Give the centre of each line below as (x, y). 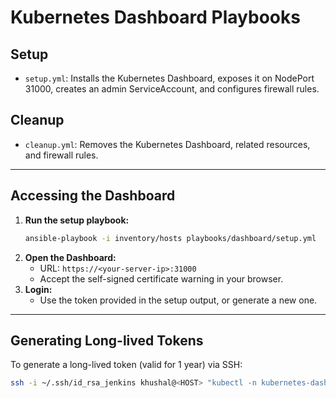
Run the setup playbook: (77, 220)
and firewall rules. (61, 155)
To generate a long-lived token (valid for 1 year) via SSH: (126, 365)
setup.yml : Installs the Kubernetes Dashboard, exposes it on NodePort (169, 78)
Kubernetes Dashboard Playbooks (155, 17)
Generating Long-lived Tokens (107, 340)
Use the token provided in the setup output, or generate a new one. (178, 300)
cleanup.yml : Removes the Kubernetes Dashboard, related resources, (167, 144)
